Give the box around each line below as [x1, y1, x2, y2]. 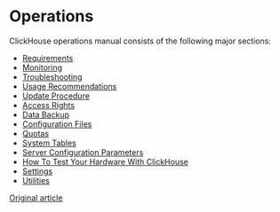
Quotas [21, 128, 50, 138]
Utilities [21, 175, 51, 185]
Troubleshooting [21, 71, 83, 82]
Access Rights [21, 99, 76, 110]
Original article [9, 192, 63, 203]
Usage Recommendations [21, 81, 117, 91]
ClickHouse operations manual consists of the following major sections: [9, 35, 271, 46]
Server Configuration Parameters [21, 146, 144, 157]
